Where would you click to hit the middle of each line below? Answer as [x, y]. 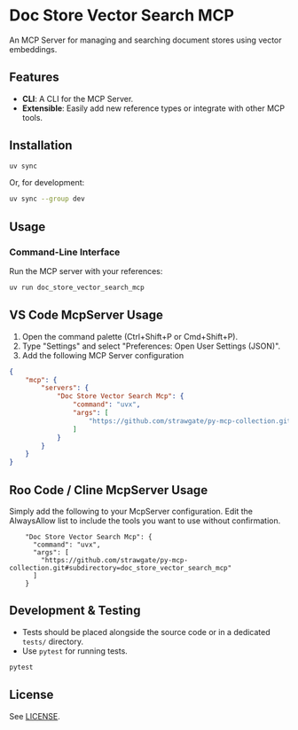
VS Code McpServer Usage [86, 315]
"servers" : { [65, 388]
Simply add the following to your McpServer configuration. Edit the [131, 511]
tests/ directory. [53, 641]
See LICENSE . [35, 716]
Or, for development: [47, 183]
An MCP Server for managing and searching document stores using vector [145, 40]
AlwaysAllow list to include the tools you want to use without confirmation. [145, 521]
